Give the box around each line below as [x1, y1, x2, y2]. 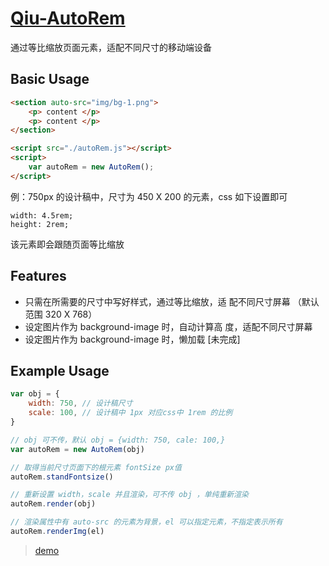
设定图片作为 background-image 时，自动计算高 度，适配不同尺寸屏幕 [24, 320, 313, 332]
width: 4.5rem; [10, 210, 74, 221]
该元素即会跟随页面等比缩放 [10, 238, 125, 250]
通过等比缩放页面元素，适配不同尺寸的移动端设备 [10, 41, 212, 53]
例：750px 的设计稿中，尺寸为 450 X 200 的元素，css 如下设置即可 [10, 190, 288, 202]
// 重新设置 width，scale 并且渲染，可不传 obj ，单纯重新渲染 [10, 490, 249, 500]
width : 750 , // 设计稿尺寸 [28, 398, 133, 409]
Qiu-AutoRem [10, 7, 126, 30]
